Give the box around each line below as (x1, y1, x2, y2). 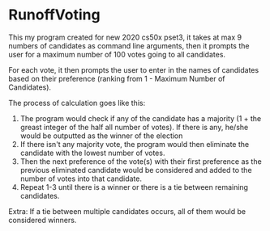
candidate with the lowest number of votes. (19, 148, 165, 157)
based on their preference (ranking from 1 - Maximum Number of (8, 73, 225, 83)
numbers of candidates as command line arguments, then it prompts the (8, 40, 250, 50)
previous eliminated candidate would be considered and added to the (19, 165, 253, 174)
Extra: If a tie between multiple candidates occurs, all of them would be (8, 206, 246, 216)
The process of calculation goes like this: (8, 98, 146, 107)
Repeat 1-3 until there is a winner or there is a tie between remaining (19, 182, 249, 191)
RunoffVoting (8, 6, 101, 24)
